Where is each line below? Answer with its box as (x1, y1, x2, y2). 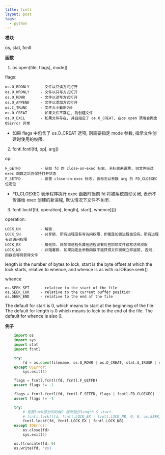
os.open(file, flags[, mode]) (12, 65, 68, 71)
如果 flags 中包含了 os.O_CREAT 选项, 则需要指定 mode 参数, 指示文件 (12, 130, 153, 136)
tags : (5, 16, 16, 21)
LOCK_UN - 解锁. (5, 227, 55, 232)
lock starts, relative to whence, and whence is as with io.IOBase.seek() (5, 267, 148, 273)
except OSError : (14, 365, 48, 370)
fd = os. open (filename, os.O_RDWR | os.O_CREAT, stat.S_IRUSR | (23, 360, 157, 365)
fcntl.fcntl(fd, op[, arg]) (12, 146, 59, 152)
